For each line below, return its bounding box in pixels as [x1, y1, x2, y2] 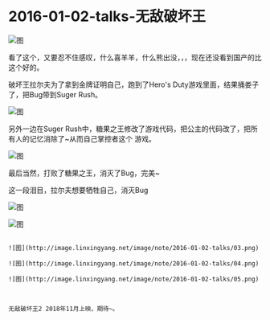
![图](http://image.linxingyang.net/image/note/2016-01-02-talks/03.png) [8, 244, 260, 252]
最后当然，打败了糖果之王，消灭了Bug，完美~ [8, 168, 161, 178]
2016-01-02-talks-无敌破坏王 [8, 7, 207, 26]
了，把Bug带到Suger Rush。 [8, 89, 103, 99]
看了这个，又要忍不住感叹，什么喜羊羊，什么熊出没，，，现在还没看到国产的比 [8, 52, 262, 62]
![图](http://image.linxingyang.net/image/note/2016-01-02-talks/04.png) [8, 259, 260, 268]
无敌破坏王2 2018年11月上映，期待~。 [8, 305, 119, 313]
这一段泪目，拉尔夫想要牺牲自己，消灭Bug [8, 185, 149, 195]
